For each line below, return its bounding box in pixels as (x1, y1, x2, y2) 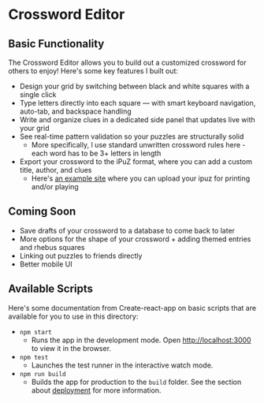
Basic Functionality (8, 37, 105, 50)
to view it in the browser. (31, 343, 112, 353)
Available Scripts (8, 282, 93, 296)
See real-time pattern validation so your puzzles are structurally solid (19, 132, 244, 141)
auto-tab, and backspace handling (19, 106, 132, 116)
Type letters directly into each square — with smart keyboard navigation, (19, 99, 256, 107)
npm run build (19, 370, 66, 378)
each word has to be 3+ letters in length (31, 148, 162, 158)
